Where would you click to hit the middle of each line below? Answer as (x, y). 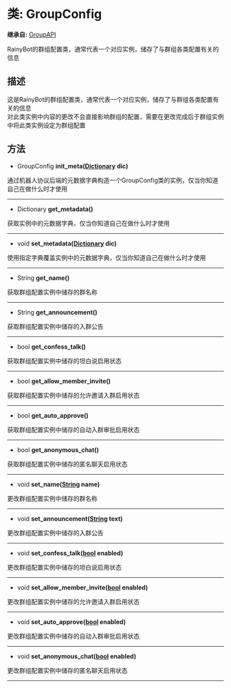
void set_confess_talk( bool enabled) (70, 553)
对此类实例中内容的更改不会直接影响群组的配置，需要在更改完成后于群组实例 (115, 116)
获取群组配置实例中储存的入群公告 (55, 326)
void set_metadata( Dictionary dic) (67, 243)
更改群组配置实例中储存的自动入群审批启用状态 (73, 636)
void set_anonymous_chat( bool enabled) (76, 656)
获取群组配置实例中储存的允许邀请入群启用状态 (73, 395)
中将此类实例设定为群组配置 (46, 125)
